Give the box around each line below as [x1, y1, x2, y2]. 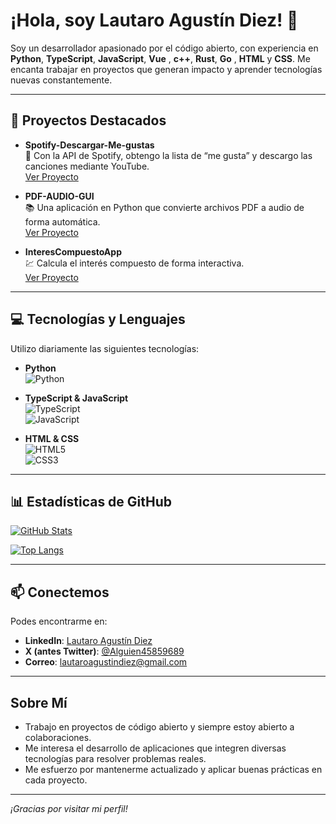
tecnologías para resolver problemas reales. [24, 753, 207, 764]
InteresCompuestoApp [24, 245, 122, 258]
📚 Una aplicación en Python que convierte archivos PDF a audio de [24, 201, 305, 213]
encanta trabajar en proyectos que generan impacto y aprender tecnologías [10, 63, 323, 75]
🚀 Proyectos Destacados [10, 112, 167, 129]
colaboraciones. [24, 732, 92, 743]
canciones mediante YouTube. [24, 160, 150, 172]
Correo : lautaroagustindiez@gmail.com [24, 656, 188, 668]
